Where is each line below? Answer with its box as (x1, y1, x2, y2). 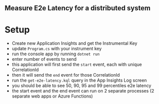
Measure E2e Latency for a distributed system (4, 4, 151, 12)
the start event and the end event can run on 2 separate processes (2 (11, 88, 155, 94)
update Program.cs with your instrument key (11, 46, 102, 52)
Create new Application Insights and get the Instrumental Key (11, 40, 138, 46)
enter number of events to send (11, 56, 77, 62)
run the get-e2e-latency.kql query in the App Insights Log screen (11, 77, 147, 84)
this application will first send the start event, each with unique (11, 62, 142, 68)
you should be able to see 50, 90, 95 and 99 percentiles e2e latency (11, 83, 152, 89)
